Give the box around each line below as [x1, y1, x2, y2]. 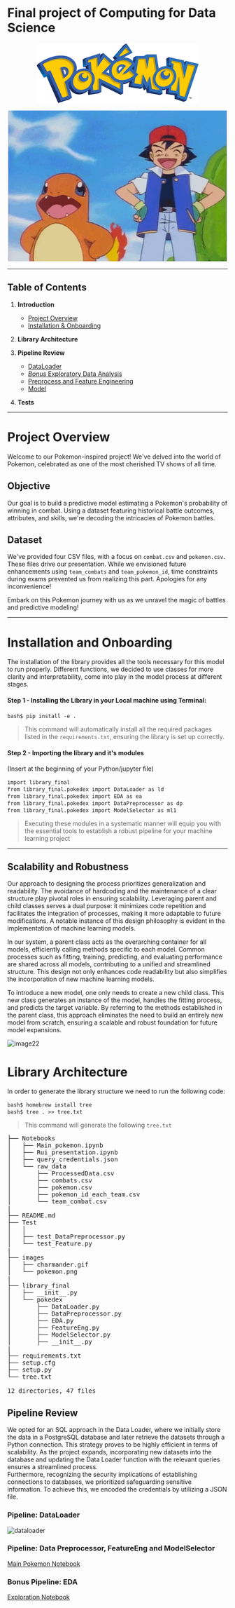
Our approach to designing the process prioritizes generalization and [7, 879, 206, 888]
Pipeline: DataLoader [7, 1510, 80, 1520]
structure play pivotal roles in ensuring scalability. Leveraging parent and [7, 894, 217, 903]
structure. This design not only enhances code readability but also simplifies [7, 968, 227, 976]
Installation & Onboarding [27, 321, 101, 330]
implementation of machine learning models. [7, 924, 136, 933]
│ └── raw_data [7, 1163, 66, 1170]
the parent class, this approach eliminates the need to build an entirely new [7, 1011, 224, 1020]
